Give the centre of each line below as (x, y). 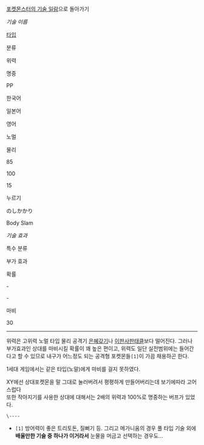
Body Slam (20, 223)
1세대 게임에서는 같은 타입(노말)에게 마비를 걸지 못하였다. (73, 369)
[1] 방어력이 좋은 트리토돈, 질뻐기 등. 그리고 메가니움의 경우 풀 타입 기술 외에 (105, 428)
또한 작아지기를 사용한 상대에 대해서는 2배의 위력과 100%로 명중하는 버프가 (95, 397)
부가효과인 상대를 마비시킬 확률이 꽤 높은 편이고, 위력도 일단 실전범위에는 (92, 348)
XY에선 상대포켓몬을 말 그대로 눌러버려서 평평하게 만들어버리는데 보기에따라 (96, 382)
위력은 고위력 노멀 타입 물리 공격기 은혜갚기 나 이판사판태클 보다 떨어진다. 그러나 (100, 341)
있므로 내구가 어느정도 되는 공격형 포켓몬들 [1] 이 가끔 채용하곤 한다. (110, 356)
